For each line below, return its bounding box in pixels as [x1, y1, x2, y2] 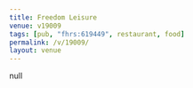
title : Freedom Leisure [9, 12, 98, 22]
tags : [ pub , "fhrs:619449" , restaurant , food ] [9, 29, 185, 38]
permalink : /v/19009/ [9, 37, 90, 47]
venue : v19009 [9, 21, 62, 30]
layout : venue [9, 46, 62, 55]
